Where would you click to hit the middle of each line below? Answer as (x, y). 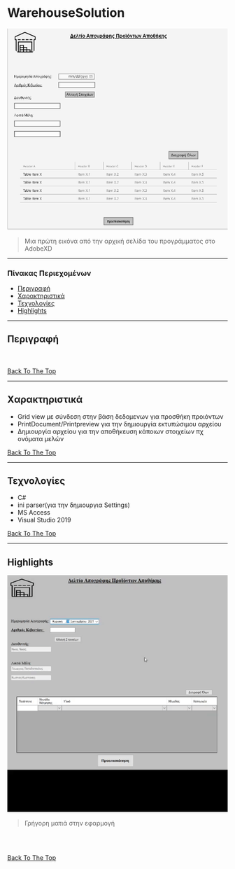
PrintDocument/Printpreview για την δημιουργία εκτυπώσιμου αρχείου (119, 424)
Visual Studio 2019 (44, 520)
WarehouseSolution (66, 13)
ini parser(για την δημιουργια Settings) (74, 505)
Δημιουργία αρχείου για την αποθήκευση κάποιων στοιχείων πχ (111, 431)
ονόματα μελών (41, 438)
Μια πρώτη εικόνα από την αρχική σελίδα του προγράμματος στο (120, 241)
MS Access (34, 513)
